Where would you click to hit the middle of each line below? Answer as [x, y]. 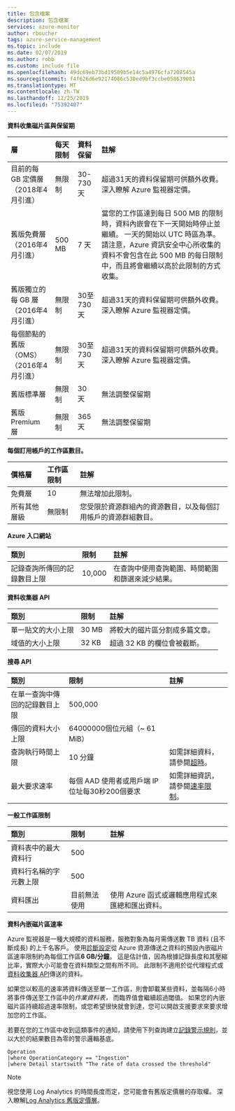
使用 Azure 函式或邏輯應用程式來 [164, 895]
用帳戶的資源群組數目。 [119, 517]
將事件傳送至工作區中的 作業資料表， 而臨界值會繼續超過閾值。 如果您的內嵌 [116, 997]
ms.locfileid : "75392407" [45, 105]
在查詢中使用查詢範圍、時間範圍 [166, 568]
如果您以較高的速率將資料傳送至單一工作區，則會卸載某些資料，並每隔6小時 [116, 989]
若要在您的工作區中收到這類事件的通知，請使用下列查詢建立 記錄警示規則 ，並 [117, 1030]
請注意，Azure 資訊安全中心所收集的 [161, 244]
